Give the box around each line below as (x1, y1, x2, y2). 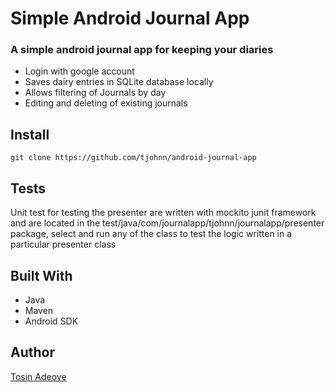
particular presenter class (10, 238, 117, 251)
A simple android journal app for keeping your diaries (10, 43, 274, 57)
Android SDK (24, 315, 79, 327)
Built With (10, 267, 73, 284)
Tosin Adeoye (10, 370, 67, 382)
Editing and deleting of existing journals (24, 97, 188, 109)
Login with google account (24, 65, 135, 77)
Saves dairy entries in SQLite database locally (24, 76, 214, 88)
